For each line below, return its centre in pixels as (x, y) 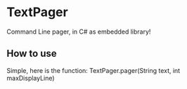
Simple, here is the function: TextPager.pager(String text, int (93, 70)
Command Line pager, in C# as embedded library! (79, 32)
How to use (32, 54)
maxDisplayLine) (31, 78)
